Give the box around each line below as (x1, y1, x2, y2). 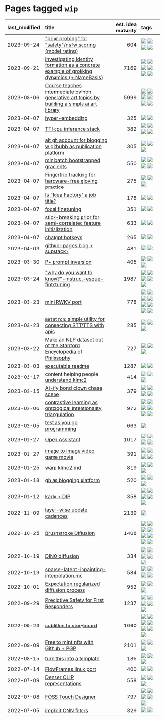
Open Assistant (45, 436, 81, 443)
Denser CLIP (45, 674, 74, 681)
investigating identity (45, 55, 93, 62)
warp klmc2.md (45, 464, 81, 470)
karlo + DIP (45, 493, 71, 500)
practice (45, 183, 64, 190)
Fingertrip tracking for (45, 171, 96, 178)
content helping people (45, 370, 99, 377)
